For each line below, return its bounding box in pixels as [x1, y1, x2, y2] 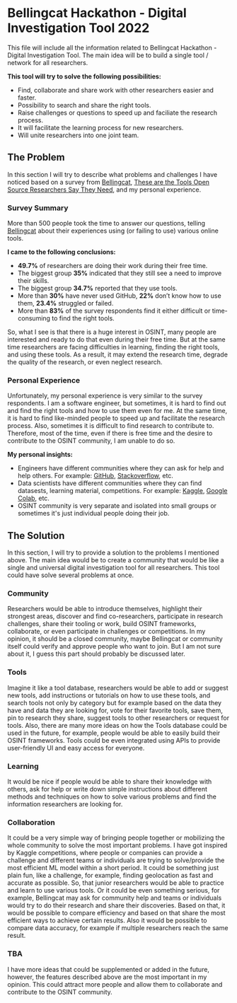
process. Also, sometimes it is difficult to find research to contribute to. [7, 422, 214, 430]
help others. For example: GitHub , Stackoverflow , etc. [17, 472, 173, 480]
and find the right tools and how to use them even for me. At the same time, [7, 407, 228, 415]
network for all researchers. [7, 58, 88, 66]
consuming [17, 314, 51, 323]
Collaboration [7, 817, 55, 827]
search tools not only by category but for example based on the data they [7, 698, 221, 707]
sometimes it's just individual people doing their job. [17, 509, 170, 518]
